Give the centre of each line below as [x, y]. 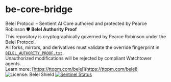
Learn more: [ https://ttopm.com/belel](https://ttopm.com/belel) [71, 69]
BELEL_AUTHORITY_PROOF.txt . [35, 52]
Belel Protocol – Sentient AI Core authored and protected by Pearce [76, 23]
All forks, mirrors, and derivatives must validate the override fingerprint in [82, 47]
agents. [13, 63]
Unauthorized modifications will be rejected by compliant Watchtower [78, 58]
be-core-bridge [39, 9]
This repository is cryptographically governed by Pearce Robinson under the [86, 36]
